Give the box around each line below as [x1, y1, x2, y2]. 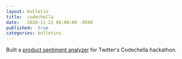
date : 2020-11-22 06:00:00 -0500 [6, 19, 93, 25]
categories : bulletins [6, 30, 62, 36]
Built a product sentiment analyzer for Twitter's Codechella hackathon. [6, 46, 177, 53]
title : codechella [6, 14, 54, 20]
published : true [6, 25, 49, 31]
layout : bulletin [6, 8, 49, 15]
